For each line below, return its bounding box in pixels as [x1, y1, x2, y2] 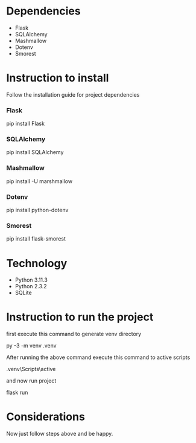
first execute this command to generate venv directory [6, 331, 142, 338]
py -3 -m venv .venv [6, 342, 57, 349]
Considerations [6, 410, 86, 424]
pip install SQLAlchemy [6, 149, 64, 156]
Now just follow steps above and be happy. [6, 430, 113, 438]
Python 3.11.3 [14, 276, 48, 283]
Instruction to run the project [6, 310, 154, 324]
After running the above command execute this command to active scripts [6, 354, 191, 361]
